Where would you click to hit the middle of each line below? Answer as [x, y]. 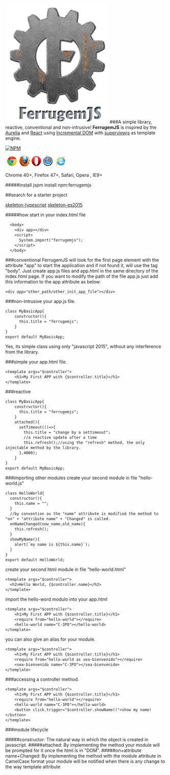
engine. [13, 138]
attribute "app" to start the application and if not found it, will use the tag [81, 265]
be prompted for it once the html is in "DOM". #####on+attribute [74, 750]
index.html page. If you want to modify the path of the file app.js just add [82, 276]
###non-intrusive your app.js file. [40, 301]
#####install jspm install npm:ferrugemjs [48, 185]
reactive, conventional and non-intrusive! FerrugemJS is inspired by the [81, 127]
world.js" [15, 483]
